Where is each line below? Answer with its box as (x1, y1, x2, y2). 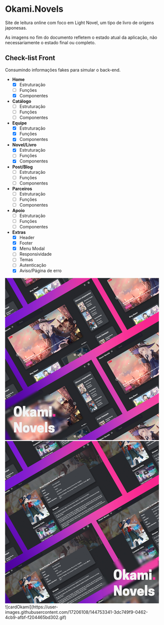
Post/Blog (12, 163, 33, 170)
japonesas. (5, 25, 27, 30)
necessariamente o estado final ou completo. (5, 39, 96, 45)
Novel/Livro (12, 142, 37, 148)
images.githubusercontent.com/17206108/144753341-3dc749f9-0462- (5, 609, 148, 615)
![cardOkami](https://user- (5, 604, 59, 610)
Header (19, 235, 35, 241)
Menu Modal (19, 245, 45, 251)
